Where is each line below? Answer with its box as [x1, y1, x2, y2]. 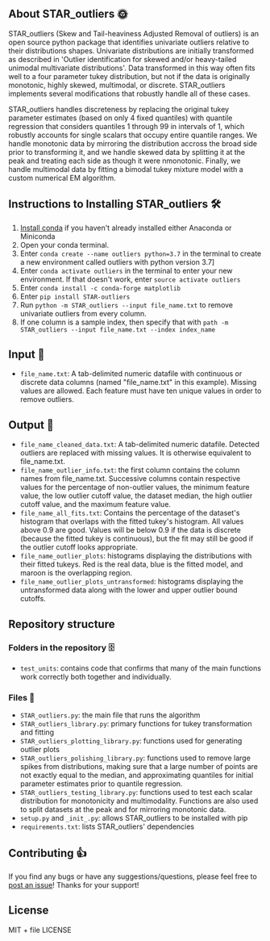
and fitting [19, 727, 55, 738]
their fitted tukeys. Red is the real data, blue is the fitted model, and [19, 559, 243, 569]
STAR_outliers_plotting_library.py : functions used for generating [19, 736, 243, 746]
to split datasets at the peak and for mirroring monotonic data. [19, 805, 226, 814]
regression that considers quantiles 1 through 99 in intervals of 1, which [8, 121, 245, 131]
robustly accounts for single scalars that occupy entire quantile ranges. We [8, 130, 258, 140]
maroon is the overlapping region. [19, 568, 133, 578]
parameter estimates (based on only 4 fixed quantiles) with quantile [8, 113, 233, 123]
